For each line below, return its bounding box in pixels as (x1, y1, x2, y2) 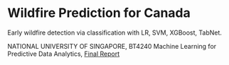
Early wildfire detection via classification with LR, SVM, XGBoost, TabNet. (7, 28, 223, 37)
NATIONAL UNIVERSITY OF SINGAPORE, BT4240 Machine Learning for (7, 42, 217, 50)
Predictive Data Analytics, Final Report (7, 49, 119, 58)
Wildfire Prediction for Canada (7, 5, 191, 21)
